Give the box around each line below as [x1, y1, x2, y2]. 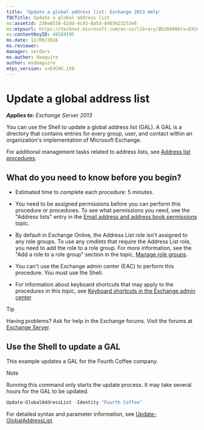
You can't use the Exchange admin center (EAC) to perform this [15, 263, 174, 270]
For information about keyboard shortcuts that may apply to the [15, 281, 174, 288]
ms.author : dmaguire [6, 54, 59, 60]
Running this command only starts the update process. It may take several [6, 381, 192, 388]
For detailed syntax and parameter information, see [6, 410, 135, 417]
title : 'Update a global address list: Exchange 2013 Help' [6, 9, 162, 15]
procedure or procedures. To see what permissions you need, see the [15, 207, 190, 214]
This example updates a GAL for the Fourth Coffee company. [6, 357, 158, 365]
